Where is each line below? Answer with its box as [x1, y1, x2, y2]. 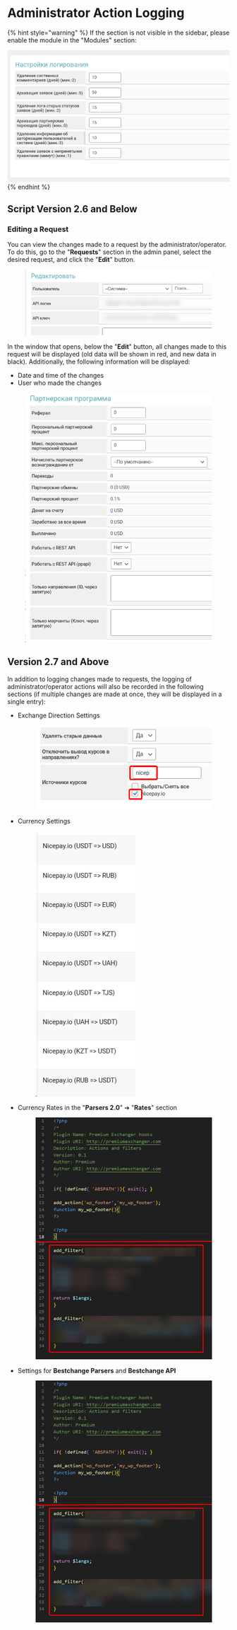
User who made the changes [17, 378, 102, 387]
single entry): [7, 697, 46, 705]
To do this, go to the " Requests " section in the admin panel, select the [7, 248, 212, 256]
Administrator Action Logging [7, 5, 185, 21]
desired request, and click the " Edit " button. [7, 255, 135, 264]
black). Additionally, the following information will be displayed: [7, 357, 190, 366]
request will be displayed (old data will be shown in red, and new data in [7, 350, 217, 359]
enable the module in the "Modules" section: [7, 35, 137, 44]
